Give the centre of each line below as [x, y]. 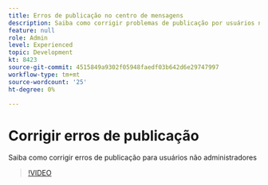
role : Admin [28, 38]
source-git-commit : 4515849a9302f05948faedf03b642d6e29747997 [114, 67]
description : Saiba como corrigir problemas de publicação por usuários [132, 23]
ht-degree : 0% [32, 89]
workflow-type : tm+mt [44, 75]
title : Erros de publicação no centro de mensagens [96, 15]
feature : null [32, 30]
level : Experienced [41, 45]
